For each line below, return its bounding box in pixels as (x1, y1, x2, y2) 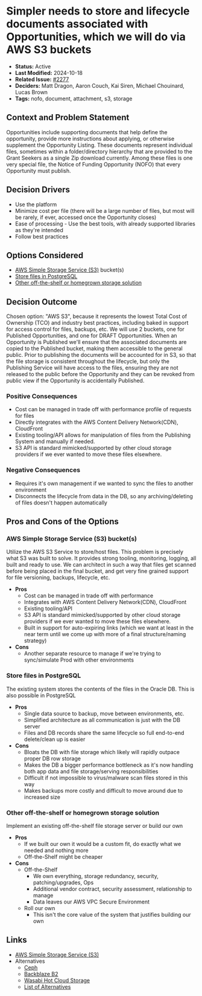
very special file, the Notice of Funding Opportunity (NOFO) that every (6, 160, 181, 168)
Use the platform (14, 201, 57, 208)
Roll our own (24, 905, 55, 912)
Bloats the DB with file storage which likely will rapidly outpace (24, 748, 180, 755)
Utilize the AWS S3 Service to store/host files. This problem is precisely (6, 548, 184, 556)
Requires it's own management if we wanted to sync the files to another (14, 480, 194, 487)
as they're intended (14, 226, 63, 233)
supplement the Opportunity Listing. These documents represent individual (6, 141, 193, 149)
